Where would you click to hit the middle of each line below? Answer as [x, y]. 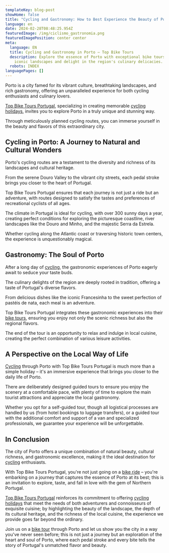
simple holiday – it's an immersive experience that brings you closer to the [82, 372]
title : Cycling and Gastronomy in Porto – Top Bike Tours [72, 52]
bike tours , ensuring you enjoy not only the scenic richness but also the [79, 318]
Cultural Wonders [33, 150]
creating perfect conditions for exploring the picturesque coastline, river [80, 218]
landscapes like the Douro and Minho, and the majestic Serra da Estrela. [80, 224]
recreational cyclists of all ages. [38, 203]
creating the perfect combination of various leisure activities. [68, 338]
